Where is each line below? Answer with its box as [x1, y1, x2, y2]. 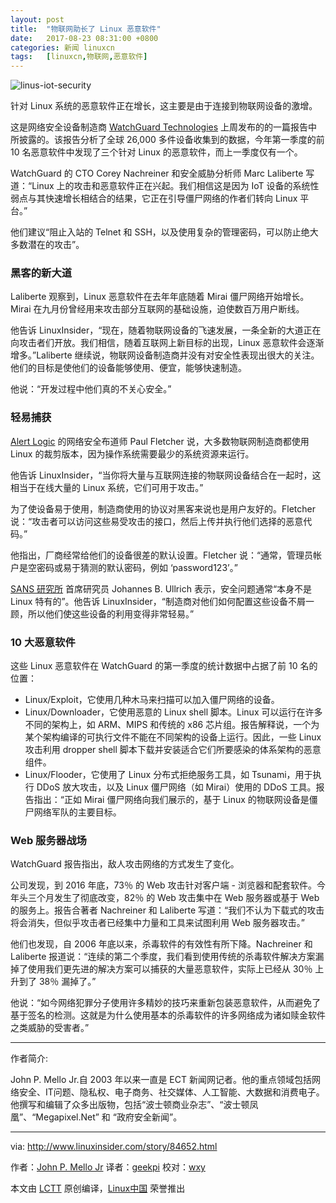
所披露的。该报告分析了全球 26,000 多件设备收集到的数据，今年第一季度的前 [10, 134, 325, 146]
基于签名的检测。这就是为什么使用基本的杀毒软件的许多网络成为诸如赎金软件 [10, 1009, 326, 1021]
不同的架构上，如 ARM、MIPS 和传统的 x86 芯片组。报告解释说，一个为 [24, 719, 320, 731]
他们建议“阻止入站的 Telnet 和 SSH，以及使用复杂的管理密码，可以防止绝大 [10, 226, 319, 238]
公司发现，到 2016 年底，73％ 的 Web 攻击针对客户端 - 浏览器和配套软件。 [10, 879, 317, 891]
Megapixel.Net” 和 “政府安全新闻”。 [35, 1111, 183, 1123]
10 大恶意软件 [10, 635, 76, 649]
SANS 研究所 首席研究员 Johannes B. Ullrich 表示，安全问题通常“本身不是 [10, 582, 313, 595]
